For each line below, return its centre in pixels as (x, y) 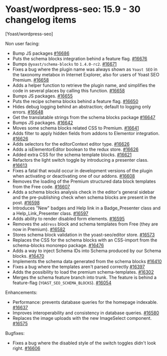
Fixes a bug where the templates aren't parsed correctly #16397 (79, 267)
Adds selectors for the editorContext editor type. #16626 (71, 144)
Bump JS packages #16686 (41, 53)
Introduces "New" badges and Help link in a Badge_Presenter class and (87, 208)
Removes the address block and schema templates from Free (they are (85, 224)
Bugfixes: (15, 333)
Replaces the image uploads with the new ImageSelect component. (82, 318)
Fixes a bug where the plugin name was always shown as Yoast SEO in (85, 69)
